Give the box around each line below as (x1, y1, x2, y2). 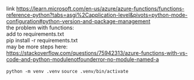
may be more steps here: (6, 43, 68, 50)
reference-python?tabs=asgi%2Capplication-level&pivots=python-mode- (6, 11, 188, 19)
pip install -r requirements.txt (6, 37, 78, 44)
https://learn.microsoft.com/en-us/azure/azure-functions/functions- (16, 5, 184, 12)
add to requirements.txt (6, 30, 64, 38)
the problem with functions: (6, 24, 74, 31)
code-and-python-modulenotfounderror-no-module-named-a (6, 56, 159, 63)
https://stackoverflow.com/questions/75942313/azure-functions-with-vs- (6, 50, 188, 56)
